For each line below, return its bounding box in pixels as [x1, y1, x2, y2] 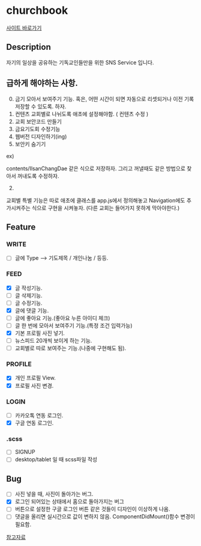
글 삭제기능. [14, 292, 43, 299]
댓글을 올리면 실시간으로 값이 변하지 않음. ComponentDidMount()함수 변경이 [14, 513, 196, 520]
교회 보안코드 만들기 [14, 118, 62, 125]
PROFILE [6, 360, 32, 369]
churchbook [6, 4, 68, 17]
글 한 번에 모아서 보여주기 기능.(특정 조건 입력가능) [14, 322, 133, 329]
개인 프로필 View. [14, 374, 56, 382]
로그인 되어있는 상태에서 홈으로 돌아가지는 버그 [14, 498, 124, 505]
